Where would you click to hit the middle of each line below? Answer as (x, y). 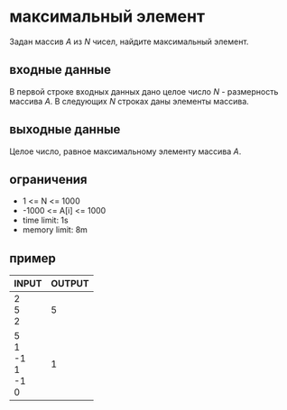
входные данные (60, 70)
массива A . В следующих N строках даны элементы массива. (130, 101)
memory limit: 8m (55, 230)
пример (32, 258)
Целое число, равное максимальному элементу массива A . (125, 151)
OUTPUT (70, 284)
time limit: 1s (46, 220)
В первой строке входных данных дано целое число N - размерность (144, 91)
